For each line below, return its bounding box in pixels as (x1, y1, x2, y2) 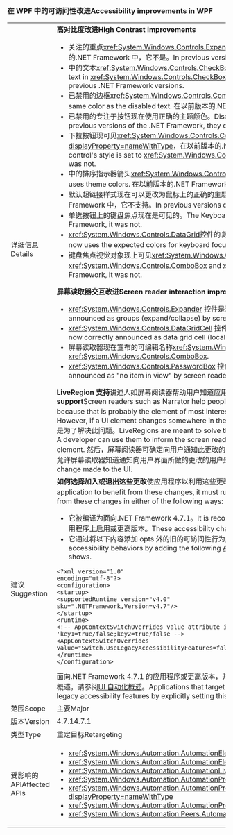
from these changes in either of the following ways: (56, 496, 224, 506)
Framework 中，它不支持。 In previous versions (68, 200, 222, 210)
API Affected (10, 779, 51, 789)
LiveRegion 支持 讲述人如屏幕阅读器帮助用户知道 (56, 387, 214, 397)
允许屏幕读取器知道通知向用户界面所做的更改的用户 (56, 455, 224, 465)
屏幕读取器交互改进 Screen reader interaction (56, 287, 206, 296)
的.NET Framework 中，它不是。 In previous (68, 53, 209, 62)
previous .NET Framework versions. (68, 81, 184, 91)
